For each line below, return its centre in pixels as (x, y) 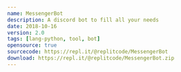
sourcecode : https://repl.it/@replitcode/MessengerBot (88, 52)
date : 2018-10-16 (32, 26)
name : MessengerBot (35, 13)
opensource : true (32, 45)
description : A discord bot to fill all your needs (83, 20)
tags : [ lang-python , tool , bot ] (54, 39)
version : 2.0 (26, 33)
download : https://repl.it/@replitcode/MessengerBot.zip (91, 58)
